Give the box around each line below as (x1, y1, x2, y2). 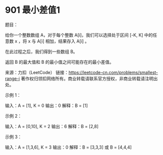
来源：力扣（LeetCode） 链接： (5, 69, 69, 75)
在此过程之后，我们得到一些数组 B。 (5, 49, 78, 54)
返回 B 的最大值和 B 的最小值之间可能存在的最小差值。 (5, 59, 114, 65)
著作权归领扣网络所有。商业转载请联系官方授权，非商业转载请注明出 (20, 76, 158, 81)
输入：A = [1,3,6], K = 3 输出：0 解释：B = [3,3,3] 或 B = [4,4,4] (5, 144, 132, 150)
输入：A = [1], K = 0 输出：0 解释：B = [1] (5, 103, 88, 108)
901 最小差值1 (5, 4, 60, 16)
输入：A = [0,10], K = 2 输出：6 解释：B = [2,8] (5, 123, 99, 129)
